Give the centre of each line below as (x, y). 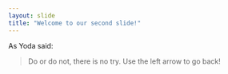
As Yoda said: (31, 45)
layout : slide (32, 16)
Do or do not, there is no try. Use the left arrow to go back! (124, 61)
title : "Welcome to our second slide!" (75, 23)
